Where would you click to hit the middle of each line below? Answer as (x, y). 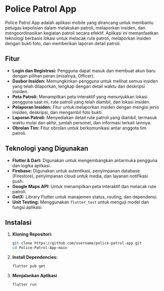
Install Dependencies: (35, 257)
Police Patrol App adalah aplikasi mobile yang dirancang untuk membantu (79, 23)
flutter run (24, 285)
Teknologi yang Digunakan (47, 149)
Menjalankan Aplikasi (35, 276)
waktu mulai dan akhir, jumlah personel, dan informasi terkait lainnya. (82, 122)
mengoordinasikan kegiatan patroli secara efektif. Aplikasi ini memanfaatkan (82, 33)
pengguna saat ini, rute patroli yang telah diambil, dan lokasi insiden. (81, 102)
